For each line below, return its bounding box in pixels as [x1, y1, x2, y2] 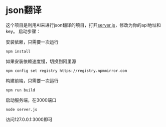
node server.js [6, 107, 38, 112]
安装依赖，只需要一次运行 [6, 38, 59, 45]
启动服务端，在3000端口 [6, 97, 57, 103]
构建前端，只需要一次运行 [6, 77, 59, 83]
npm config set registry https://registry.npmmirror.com [6, 68, 127, 73]
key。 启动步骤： [6, 28, 41, 34]
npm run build [6, 87, 36, 92]
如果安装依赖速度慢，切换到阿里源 [6, 58, 76, 64]
